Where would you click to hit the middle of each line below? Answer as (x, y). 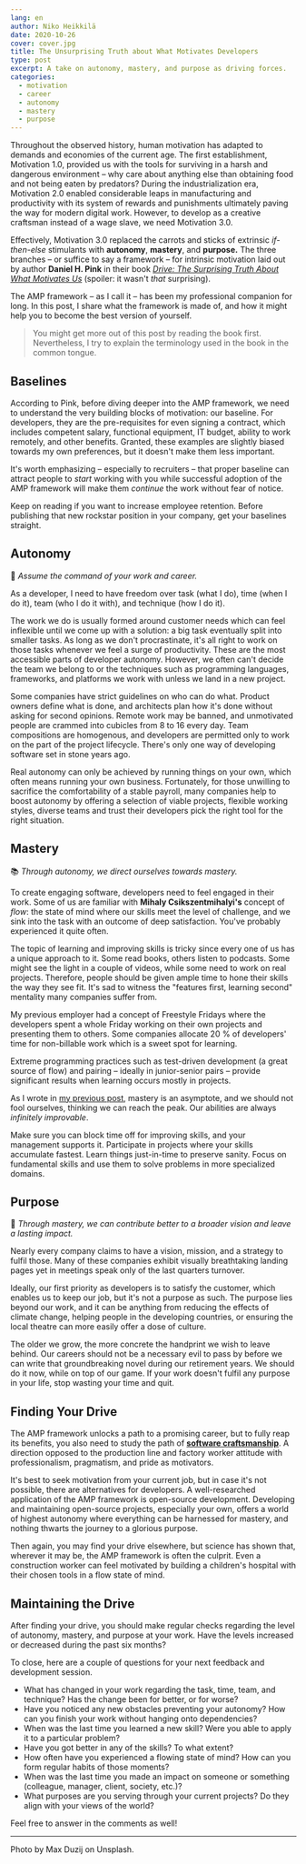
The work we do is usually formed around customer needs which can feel (148, 620)
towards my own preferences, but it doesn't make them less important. (143, 451)
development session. (52, 1672)
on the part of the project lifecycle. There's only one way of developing (143, 744)
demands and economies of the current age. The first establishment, (139, 155)
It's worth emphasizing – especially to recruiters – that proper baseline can (150, 468)
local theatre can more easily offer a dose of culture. (109, 1327)
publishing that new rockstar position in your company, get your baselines (148, 516)
